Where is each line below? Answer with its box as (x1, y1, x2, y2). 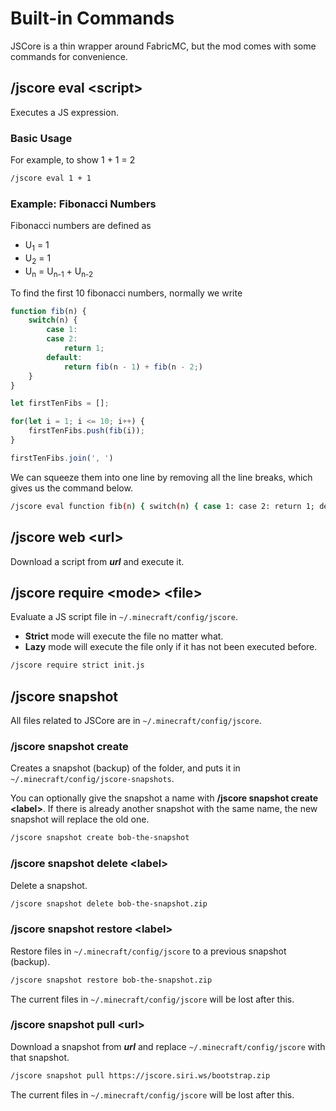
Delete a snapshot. (10, 879, 88, 891)
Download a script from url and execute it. (10, 555, 185, 567)
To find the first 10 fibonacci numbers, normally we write (10, 287, 243, 299)
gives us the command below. (10, 482, 133, 494)
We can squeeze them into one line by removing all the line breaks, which (10, 471, 313, 483)
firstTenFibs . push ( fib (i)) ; (28, 426, 145, 436)
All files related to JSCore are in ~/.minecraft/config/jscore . (10, 715, 262, 727)
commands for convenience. (10, 50, 128, 62)
